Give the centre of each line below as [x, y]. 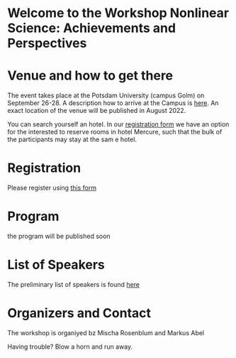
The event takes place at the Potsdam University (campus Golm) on [106, 96]
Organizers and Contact [79, 313]
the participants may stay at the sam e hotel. [72, 139]
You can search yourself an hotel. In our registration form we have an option [118, 124]
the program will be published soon [59, 236]
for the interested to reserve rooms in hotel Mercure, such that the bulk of [115, 132]
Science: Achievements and [91, 28]
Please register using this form [52, 188]
